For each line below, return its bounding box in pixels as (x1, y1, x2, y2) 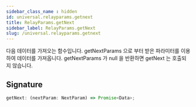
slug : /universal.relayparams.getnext (6, 31, 101, 36)
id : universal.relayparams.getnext (6, 14, 93, 20)
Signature (6, 79, 43, 89)
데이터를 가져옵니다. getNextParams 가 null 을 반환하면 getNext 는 (16, 55, 171, 62)
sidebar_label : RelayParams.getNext (6, 25, 96, 31)
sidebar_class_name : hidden (6, 8, 77, 15)
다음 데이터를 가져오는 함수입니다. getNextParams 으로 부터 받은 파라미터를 (6, 48, 180, 55)
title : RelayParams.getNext (6, 19, 75, 25)
